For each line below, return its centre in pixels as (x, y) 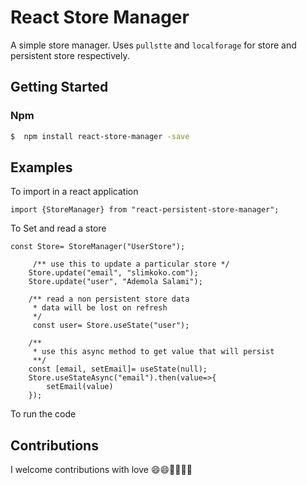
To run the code (43, 414)
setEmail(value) (80, 387)
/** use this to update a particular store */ (131, 264)
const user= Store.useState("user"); (111, 326)
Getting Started (59, 87)
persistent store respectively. (70, 55)
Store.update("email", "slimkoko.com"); (113, 273)
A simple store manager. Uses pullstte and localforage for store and (153, 45)
